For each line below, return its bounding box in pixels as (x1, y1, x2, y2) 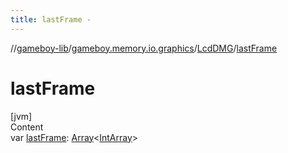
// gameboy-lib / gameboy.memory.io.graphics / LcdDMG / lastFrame (10, 42, 278, 54)
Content (10, 121, 44, 133)
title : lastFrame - (10, 14, 92, 25)
